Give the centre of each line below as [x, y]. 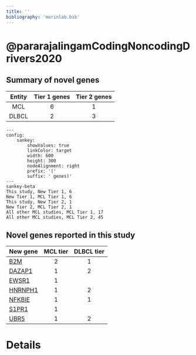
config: [16, 135]
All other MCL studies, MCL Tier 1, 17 [55, 212]
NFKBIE [20, 300]
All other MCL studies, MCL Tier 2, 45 [55, 217]
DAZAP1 [21, 271]
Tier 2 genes [94, 96]
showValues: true [48, 145]
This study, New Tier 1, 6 [39, 191]
